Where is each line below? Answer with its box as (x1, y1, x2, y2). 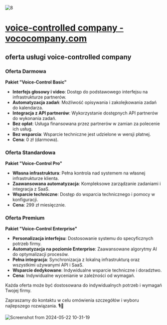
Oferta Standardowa (5, 149, 56, 156)
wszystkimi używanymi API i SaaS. (12, 262, 84, 268)
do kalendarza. (12, 104, 43, 110)
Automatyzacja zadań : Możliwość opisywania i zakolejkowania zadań (12, 99, 157, 105)
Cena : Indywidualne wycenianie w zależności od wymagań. (12, 272, 136, 278)
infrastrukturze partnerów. (12, 94, 66, 100)
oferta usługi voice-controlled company (5, 52, 132, 61)
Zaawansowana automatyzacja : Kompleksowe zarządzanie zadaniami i (12, 180, 161, 187)
